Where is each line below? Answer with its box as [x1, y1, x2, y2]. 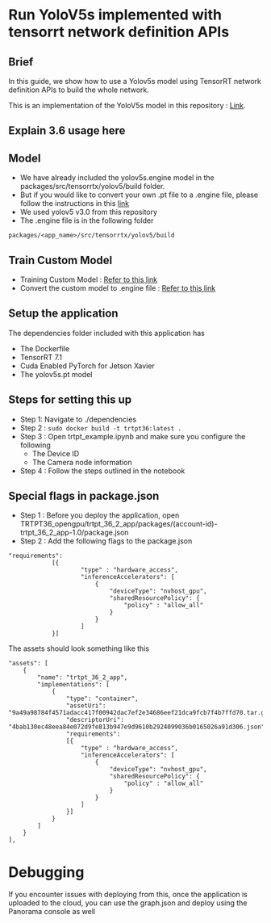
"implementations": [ [37, 681, 110, 689]
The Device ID [31, 448, 80, 458]
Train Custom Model [8, 253, 113, 267]
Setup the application [8, 307, 119, 321]
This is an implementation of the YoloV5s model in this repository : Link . [8, 101, 246, 110]
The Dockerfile [19, 343, 70, 353]
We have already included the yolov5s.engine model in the [19, 173, 215, 183]
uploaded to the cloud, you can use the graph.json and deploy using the [8, 898, 248, 908]
